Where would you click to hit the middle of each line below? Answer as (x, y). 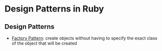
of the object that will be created (44, 43)
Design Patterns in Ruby (54, 9)
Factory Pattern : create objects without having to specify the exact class (84, 38)
